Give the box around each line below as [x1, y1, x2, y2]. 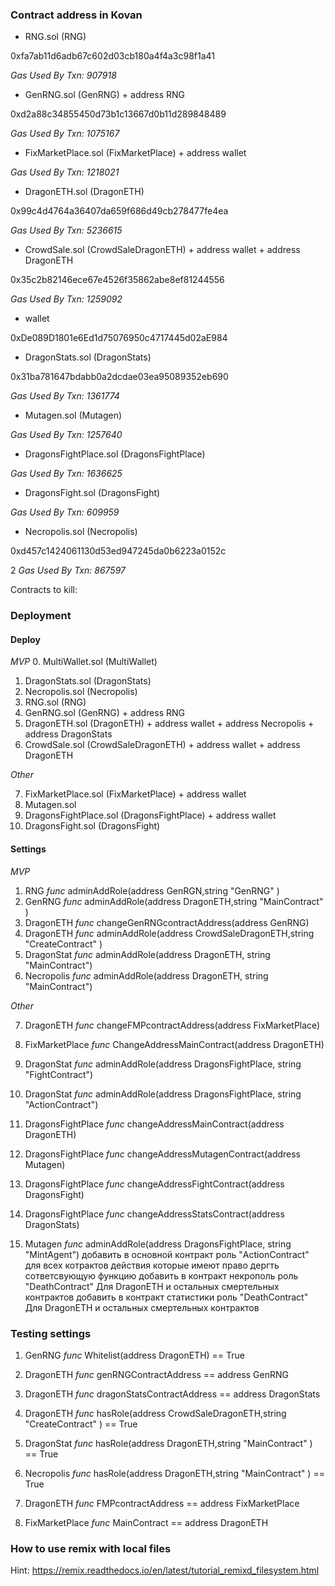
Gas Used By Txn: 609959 [10, 506, 120, 518]
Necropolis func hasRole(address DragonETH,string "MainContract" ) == [24, 1467, 325, 1479]
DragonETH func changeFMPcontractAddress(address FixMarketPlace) [24, 1019, 321, 1031]
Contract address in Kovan [10, 8, 143, 22]
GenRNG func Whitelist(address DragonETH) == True [24, 1349, 246, 1361]
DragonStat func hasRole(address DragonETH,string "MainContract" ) [24, 1437, 313, 1449]
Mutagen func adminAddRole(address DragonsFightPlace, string [24, 1238, 292, 1250]
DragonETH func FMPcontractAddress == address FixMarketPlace [24, 1497, 300, 1509]
